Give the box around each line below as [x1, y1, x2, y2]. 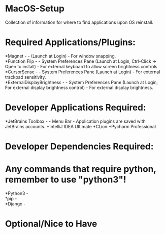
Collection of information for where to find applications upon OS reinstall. [5, 19, 154, 25]
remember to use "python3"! [5, 174, 127, 186]
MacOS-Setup [5, 3, 65, 14]
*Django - [5, 201, 26, 207]
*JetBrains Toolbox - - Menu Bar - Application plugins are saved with [5, 118, 146, 124]
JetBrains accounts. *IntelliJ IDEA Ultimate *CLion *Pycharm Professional [5, 123, 156, 129]
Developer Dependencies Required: [5, 141, 154, 152]
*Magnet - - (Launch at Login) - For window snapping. [5, 53, 116, 59]
